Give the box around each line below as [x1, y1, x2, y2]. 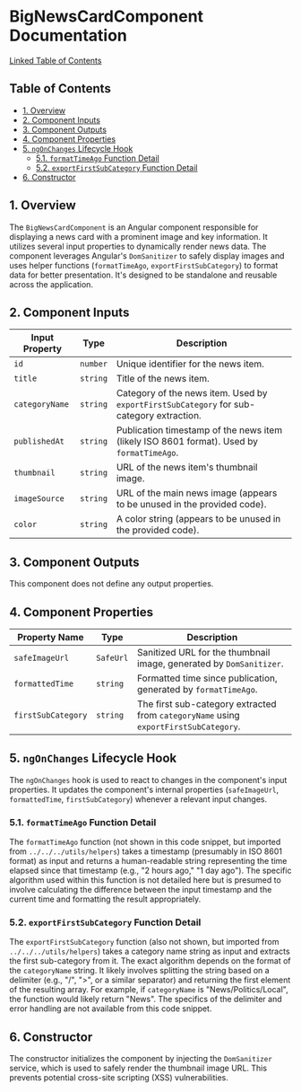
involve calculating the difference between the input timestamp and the [9, 885, 272, 895]
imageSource [13, 494, 65, 504]
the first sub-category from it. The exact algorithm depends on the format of [9, 955, 291, 966]
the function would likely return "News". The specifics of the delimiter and [9, 994, 282, 1005]
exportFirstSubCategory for [116, 398, 232, 410]
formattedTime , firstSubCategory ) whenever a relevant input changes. [9, 793, 268, 805]
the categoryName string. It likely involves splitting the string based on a [9, 965, 271, 976]
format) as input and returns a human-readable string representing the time [9, 856, 288, 867]
